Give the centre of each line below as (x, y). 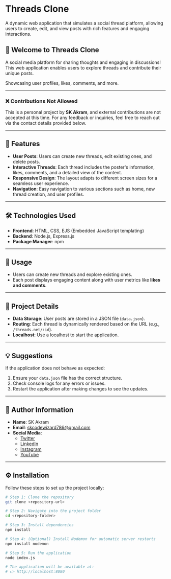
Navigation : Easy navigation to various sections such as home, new (84, 189)
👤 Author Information (39, 410)
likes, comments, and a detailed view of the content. (67, 172)
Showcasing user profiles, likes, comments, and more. (62, 83)
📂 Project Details (32, 306)
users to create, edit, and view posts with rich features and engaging (77, 28)
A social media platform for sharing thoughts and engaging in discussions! (83, 62)
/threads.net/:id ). (32, 330)
